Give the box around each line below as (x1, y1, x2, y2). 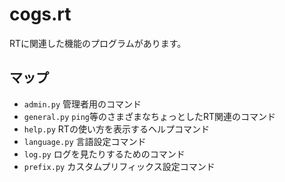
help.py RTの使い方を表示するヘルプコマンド (23, 123, 210, 135)
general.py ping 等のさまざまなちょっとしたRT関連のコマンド (23, 110, 277, 122)
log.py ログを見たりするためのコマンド (23, 148, 186, 160)
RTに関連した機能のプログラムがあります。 (9, 37, 187, 49)
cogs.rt (9, 3, 72, 26)
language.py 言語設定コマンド (23, 135, 147, 147)
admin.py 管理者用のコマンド (23, 98, 142, 110)
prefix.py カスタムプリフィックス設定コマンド (23, 160, 216, 172)
